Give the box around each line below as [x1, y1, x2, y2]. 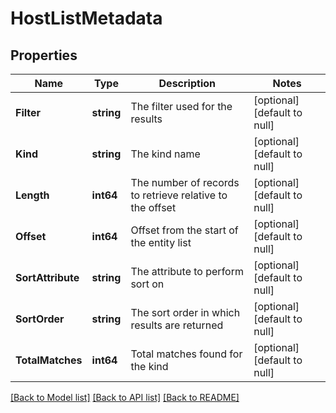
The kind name [130, 147, 201, 161]
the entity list [130, 236, 192, 249]
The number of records [130, 176, 240, 189]
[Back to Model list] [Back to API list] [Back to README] [10, 392, 240, 403]
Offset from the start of [130, 223, 239, 237]
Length [15, 188, 50, 202]
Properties [10, 47, 78, 64]
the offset [130, 201, 177, 214]
